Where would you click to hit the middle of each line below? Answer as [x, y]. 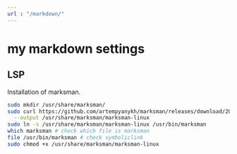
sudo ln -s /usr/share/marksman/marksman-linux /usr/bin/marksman [107, 124]
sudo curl [22, 111]
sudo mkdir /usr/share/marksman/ [56, 105]
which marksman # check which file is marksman [79, 131]
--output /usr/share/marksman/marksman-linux [82, 118]
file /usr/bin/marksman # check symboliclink [75, 138]
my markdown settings [76, 48]
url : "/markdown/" [36, 14]
